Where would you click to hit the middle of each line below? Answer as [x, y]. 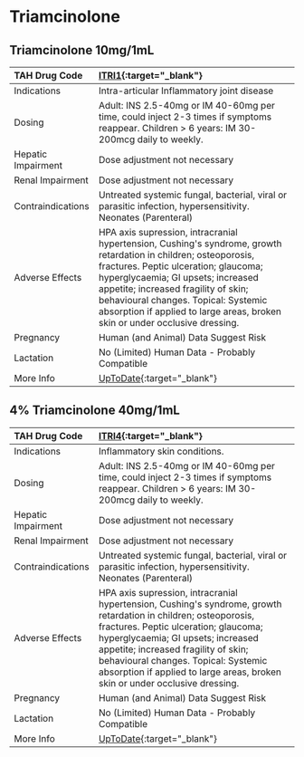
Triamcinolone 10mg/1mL [82, 50]
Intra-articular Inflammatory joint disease [186, 91]
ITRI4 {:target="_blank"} [150, 436]
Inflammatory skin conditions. [161, 451]
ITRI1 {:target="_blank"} [150, 76]
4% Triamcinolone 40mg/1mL [95, 411]
